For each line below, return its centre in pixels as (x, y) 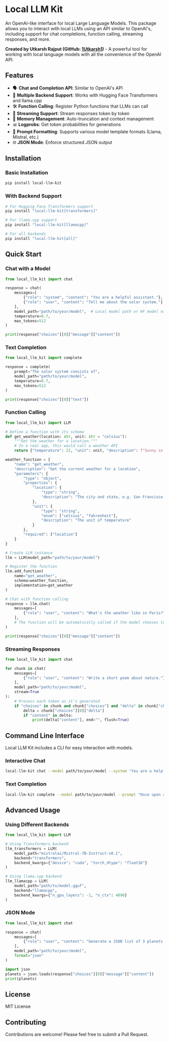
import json (18, 969)
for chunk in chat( (26, 668)
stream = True (27, 692)
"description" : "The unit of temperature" (86, 520)
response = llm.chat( (28, 604)
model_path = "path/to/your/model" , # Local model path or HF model (86, 311)
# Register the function (31, 567)
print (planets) (21, 979)
